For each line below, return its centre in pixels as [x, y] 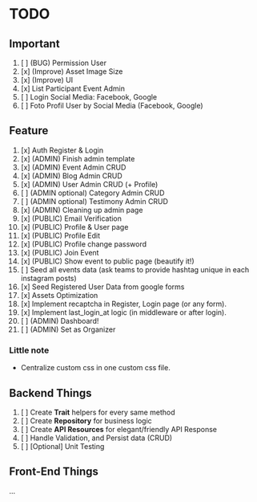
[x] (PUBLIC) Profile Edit [60, 235]
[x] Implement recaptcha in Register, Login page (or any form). [124, 304]
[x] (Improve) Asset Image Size [72, 71]
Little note [29, 350]
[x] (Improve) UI [47, 80]
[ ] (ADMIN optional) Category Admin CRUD [92, 193]
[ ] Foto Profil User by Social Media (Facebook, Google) [112, 106]
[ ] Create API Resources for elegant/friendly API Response [118, 429]
